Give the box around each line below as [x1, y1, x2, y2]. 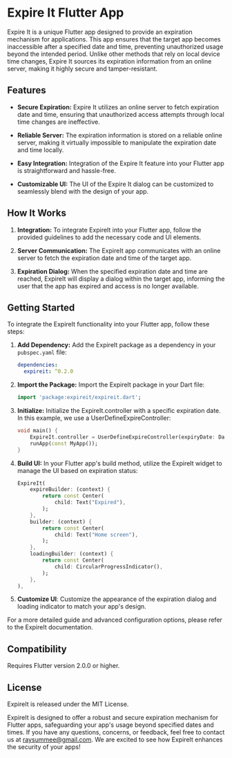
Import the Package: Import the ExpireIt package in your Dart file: [17, 380, 205, 389]
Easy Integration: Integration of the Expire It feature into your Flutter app [17, 159, 224, 167]
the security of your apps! [7, 743, 81, 751]
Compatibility [7, 643, 67, 655]
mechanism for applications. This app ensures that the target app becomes [7, 35, 221, 43]
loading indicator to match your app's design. [17, 602, 146, 611]
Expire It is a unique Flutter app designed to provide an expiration [7, 28, 193, 36]
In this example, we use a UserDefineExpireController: [17, 414, 171, 422]
